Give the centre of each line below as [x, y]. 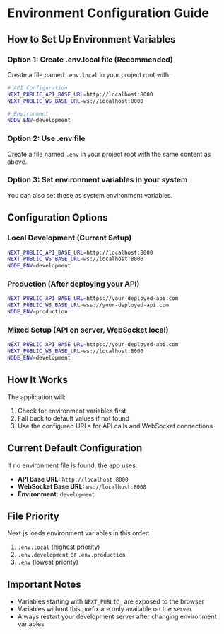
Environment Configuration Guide [108, 13]
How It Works [38, 380]
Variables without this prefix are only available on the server [105, 609]
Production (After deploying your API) [73, 284]
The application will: [36, 397]
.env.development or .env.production [71, 555]
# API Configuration [38, 88]
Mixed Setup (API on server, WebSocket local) [88, 330]
